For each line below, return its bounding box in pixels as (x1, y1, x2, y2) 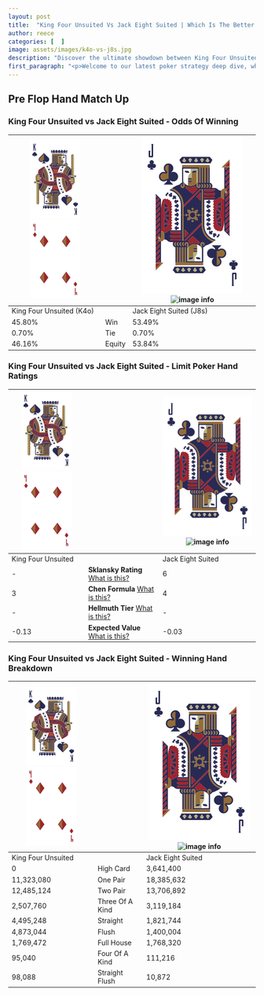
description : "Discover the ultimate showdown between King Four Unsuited (8, 54, 258, 62)
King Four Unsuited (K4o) (11, 307, 94, 316)
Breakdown (8, 663, 53, 674)
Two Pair (97, 885, 126, 895)
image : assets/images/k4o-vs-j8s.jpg (8, 46, 132, 54)
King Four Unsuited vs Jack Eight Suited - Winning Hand (8, 653, 228, 664)
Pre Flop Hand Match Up (8, 93, 130, 106)
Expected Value (87, 623, 141, 632)
